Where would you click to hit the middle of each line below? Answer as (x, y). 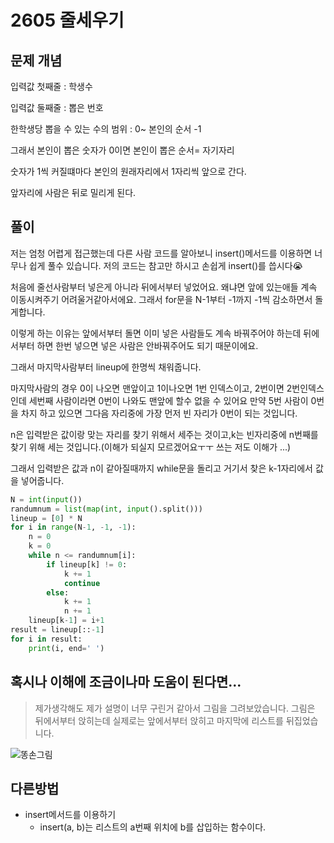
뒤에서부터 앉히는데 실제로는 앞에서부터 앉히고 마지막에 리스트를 (159, 720)
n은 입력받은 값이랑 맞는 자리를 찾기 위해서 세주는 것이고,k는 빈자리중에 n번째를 (164, 434)
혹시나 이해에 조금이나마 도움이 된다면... (126, 682)
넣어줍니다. (42, 480)
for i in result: (46, 639)
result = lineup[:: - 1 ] (57, 630)
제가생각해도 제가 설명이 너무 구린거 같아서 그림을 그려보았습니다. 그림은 (175, 708)
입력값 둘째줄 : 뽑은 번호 (57, 107)
